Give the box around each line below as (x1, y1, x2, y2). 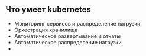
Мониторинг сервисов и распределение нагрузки (14, 20, 141, 27)
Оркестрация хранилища (14, 26, 78, 33)
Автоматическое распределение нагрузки (14, 38, 122, 45)
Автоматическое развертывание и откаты (14, 32, 121, 40)
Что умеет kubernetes (5, 5, 91, 15)
